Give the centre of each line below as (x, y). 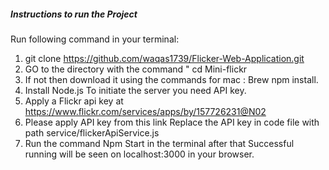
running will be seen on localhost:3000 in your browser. (139, 154)
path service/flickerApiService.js (92, 132)
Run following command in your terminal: (95, 39)
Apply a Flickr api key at (74, 101)
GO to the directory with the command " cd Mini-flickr (136, 69)
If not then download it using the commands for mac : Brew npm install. (171, 79)
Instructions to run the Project (74, 14)
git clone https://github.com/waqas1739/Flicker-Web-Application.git (164, 58)
